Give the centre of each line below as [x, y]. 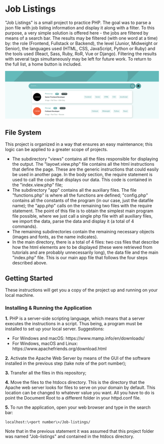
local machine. [20, 295]
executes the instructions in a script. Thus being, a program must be [74, 324]
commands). [25, 226]
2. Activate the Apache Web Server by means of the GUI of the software [78, 358]
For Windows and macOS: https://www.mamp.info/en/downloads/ [78, 338]
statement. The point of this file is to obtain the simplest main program [83, 211]
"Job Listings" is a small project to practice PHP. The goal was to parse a [78, 22]
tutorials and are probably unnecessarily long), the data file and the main [85, 252]
